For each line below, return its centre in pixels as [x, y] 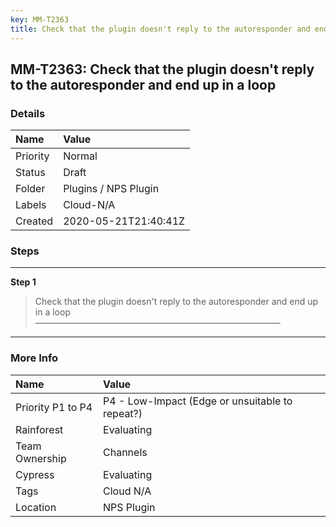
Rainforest [39, 429]
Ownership [41, 458]
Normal [80, 156]
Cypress [35, 474]
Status [30, 173]
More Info [34, 358]
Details [28, 113]
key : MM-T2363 [40, 19]
